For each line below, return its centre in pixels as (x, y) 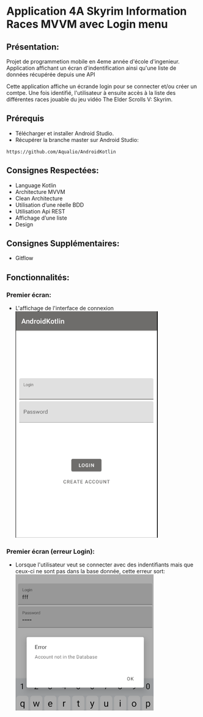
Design (24, 224)
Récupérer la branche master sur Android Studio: (77, 139)
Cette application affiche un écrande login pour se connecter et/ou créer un (102, 86)
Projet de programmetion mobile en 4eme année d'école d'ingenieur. (93, 61)
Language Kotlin (36, 185)
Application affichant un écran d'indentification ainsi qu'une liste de (91, 68)
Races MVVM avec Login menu (87, 24)
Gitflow (24, 258)
